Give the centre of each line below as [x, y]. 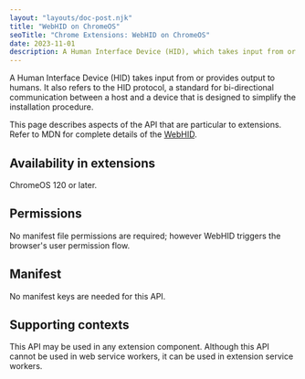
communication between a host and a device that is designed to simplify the [153, 98]
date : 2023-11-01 [42, 43]
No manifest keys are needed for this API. [88, 296]
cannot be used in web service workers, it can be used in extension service [152, 356]
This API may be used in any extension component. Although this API [139, 347]
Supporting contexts [69, 325]
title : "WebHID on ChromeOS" [65, 26]
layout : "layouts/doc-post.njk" [71, 18]
